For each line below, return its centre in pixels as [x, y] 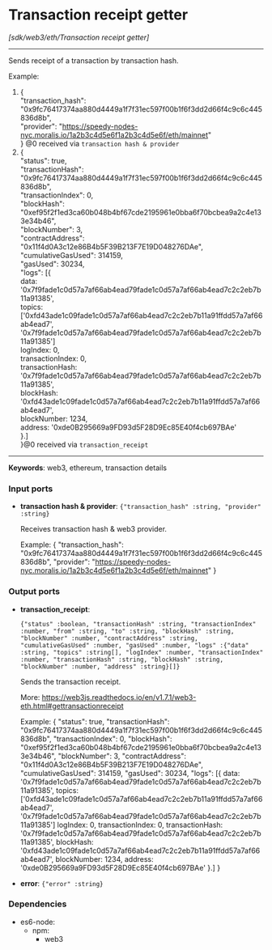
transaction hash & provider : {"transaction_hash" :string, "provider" [140, 507]
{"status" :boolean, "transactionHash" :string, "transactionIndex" [138, 624]
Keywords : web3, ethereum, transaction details [88, 468]
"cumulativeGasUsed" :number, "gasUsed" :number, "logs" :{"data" [134, 645]
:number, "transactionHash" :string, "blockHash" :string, [122, 659]
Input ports [31, 489]
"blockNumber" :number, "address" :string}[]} [100, 666]
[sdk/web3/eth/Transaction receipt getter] [79, 37]
